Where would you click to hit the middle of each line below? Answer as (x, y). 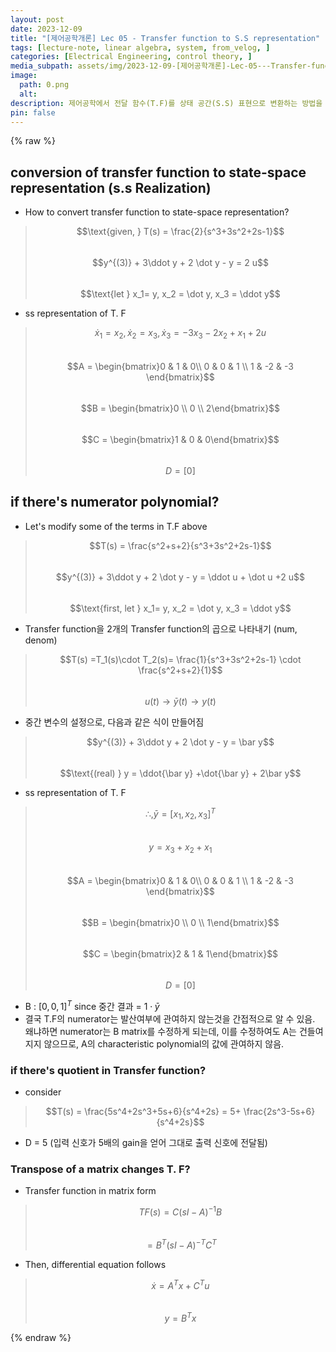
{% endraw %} (41, 1337)
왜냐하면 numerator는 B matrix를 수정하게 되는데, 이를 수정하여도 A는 (160, 1031)
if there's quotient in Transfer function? (108, 1070)
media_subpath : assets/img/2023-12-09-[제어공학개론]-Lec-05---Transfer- (161, 66)
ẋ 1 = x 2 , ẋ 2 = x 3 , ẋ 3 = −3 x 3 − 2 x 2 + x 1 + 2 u (180, 334)
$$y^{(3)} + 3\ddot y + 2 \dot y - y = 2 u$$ (180, 263)
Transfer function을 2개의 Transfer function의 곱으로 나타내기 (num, (161, 628)
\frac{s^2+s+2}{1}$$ (180, 670)
